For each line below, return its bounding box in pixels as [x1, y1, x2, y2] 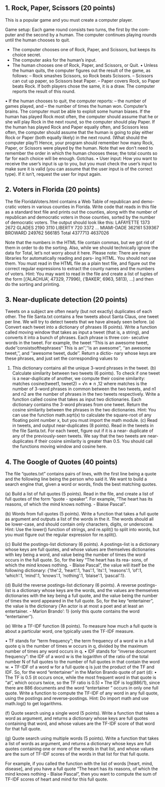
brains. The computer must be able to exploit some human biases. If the [5, 108, 151, 114]
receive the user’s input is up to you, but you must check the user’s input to [5, 160, 157, 166]
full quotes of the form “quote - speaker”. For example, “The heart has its [5, 496, 153, 502]
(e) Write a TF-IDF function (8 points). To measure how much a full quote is [5, 623, 157, 629]
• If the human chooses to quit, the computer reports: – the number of [5, 98, 147, 104]
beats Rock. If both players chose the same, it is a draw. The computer [12, 83, 155, 89]
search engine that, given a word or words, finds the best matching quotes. [5, 481, 157, 487]
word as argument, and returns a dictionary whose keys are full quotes [5, 716, 148, 722]
